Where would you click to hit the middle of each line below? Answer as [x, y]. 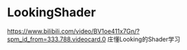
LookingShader [51, 12]
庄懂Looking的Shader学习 [144, 39]
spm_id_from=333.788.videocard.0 [57, 39]
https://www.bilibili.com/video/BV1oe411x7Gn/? [74, 31]
